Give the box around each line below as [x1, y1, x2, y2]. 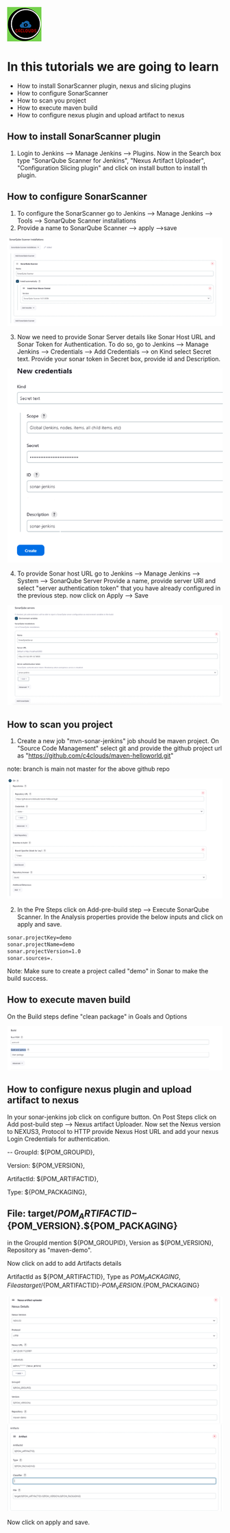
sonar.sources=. [7, 955, 53, 962]
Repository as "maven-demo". [7, 1246, 92, 1254]
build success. [7, 975, 48, 983]
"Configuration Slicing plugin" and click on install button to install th [16, 163, 207, 172]
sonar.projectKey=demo [7, 934, 72, 942]
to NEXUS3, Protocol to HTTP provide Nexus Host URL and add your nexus [7, 1127, 219, 1135]
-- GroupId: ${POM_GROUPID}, [7, 1148, 95, 1156]
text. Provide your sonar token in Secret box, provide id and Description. [16, 354, 221, 363]
